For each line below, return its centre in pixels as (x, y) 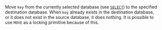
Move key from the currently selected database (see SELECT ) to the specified (81, 7)
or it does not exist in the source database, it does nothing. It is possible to (80, 17)
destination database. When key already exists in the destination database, (80, 12)
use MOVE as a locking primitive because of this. (52, 22)
